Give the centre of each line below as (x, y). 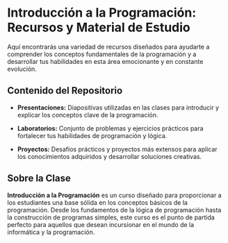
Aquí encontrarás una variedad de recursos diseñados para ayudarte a (108, 47)
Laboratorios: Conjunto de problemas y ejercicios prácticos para (110, 128)
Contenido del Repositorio (65, 91)
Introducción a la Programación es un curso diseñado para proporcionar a (114, 195)
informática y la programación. (51, 232)
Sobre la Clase (39, 178)
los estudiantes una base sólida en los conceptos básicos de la (97, 202)
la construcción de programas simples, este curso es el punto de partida (111, 217)
